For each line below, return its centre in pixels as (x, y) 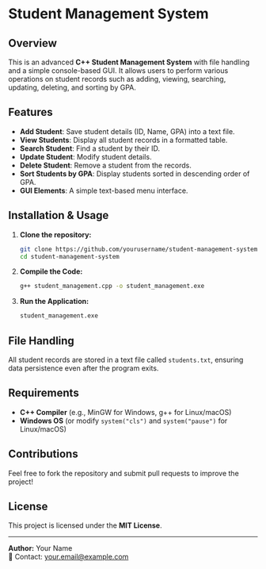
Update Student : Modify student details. (85, 156)
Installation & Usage (59, 215)
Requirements (44, 393)
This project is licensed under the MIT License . (85, 525)
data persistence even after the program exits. (84, 368)
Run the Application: (54, 302)
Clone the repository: (55, 234)
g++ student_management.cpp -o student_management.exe (112, 286)
